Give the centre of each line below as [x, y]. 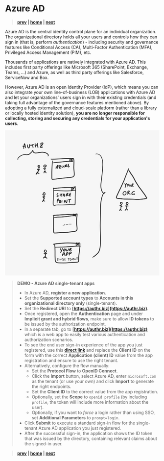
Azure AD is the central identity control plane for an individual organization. [81, 31]
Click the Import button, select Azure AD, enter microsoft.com [94, 376]
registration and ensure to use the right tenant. [71, 360]
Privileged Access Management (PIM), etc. [48, 52]
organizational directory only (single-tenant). [71, 303]
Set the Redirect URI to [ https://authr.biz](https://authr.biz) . [86, 308]
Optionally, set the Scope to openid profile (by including [89, 397]
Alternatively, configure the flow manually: [67, 365]
